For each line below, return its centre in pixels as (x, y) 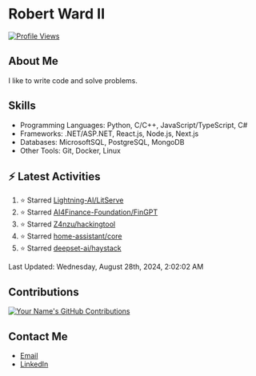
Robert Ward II (57, 14)
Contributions (44, 292)
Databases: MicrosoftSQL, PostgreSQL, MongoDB (102, 142)
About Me (33, 61)
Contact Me (38, 336)
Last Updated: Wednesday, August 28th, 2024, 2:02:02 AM (106, 267)
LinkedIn (34, 364)
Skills (22, 106)
